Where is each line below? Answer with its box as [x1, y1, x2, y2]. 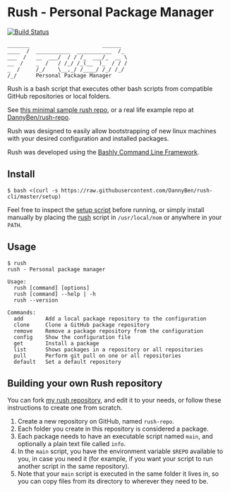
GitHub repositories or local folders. [7, 92, 111, 100]
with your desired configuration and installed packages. [7, 134, 169, 142]
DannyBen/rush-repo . [7, 113, 71, 121]
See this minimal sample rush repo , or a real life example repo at [7, 105, 194, 113]
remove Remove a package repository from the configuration [13, 327, 203, 335]
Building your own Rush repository [7, 377, 163, 389]
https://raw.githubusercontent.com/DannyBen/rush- [61, 187, 213, 194]
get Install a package [13, 340, 99, 347]
